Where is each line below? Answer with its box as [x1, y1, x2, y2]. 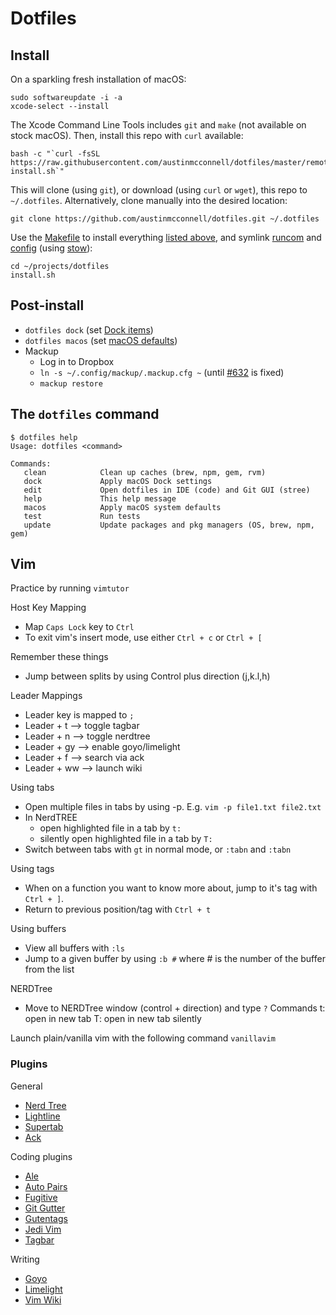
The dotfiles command [10, 406, 160, 423]
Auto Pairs [24, 1180, 68, 1192]
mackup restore [39, 378, 103, 389]
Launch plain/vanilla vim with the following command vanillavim [10, 1032, 276, 1044]
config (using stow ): [10, 242, 93, 254]
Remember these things [10, 651, 109, 663]
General [10, 1080, 43, 1092]
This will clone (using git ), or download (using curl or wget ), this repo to [10, 184, 308, 196]
